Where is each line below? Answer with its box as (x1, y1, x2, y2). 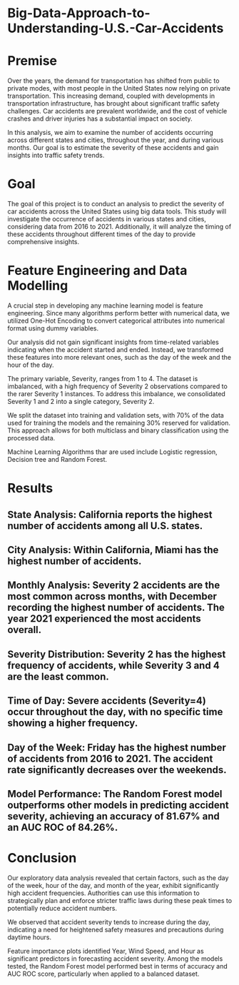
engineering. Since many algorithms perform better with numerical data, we (7, 309, 230, 317)
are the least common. (7, 670, 109, 682)
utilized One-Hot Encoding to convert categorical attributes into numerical (7, 316, 225, 325)
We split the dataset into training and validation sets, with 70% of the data (7, 411, 225, 419)
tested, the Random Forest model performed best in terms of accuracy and (7, 961, 228, 970)
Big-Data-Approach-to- (7, 5, 151, 21)
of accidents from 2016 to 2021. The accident (7, 752, 213, 764)
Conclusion (7, 850, 77, 867)
